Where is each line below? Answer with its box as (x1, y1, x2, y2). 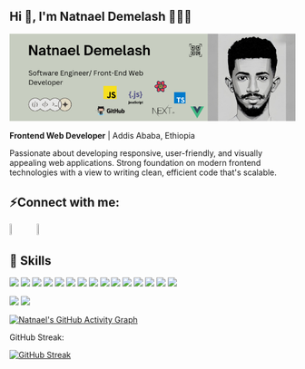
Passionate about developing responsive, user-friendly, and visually (9, 148, 263, 159)
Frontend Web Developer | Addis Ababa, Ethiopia (9, 131, 195, 141)
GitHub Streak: (9, 332, 65, 343)
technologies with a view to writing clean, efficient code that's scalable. (9, 167, 277, 178)
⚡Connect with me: (9, 194, 120, 209)
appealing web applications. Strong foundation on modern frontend (9, 158, 261, 169)
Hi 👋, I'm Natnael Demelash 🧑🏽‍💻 (9, 9, 192, 24)
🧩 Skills (9, 253, 52, 268)
